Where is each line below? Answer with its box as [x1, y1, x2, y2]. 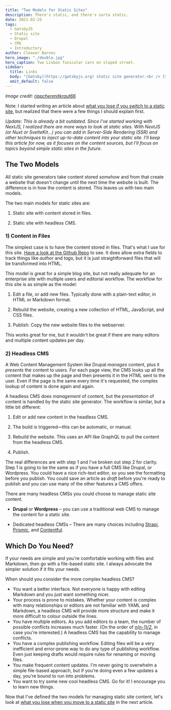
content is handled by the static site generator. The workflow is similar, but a [5, 398, 165, 405]
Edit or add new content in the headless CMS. [12, 414, 109, 420]
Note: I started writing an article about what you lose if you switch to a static [5, 103, 165, 109]
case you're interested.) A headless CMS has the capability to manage [12, 629, 160, 635]
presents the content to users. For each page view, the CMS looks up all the [5, 367, 164, 373]
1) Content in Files [5, 232, 50, 239]
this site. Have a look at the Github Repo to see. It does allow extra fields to [5, 249, 162, 256]
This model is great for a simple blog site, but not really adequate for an [5, 270, 155, 276]
